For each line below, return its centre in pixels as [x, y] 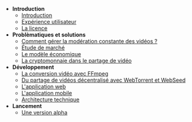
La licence [34, 28]
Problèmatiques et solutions [49, 35]
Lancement [27, 106]
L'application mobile [47, 93]
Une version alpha [44, 113]
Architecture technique [50, 99]
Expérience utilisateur [49, 22]
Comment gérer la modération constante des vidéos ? [89, 41]
